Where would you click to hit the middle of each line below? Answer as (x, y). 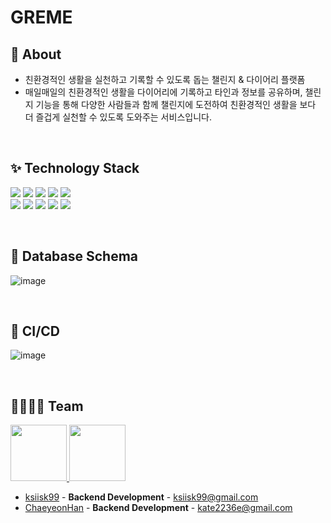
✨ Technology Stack (75, 168)
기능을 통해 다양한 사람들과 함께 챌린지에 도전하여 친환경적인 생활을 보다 (176, 104)
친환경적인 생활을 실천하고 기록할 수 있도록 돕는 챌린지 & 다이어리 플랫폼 (165, 79)
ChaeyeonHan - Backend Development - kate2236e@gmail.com (158, 508)
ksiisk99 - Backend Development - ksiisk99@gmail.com (141, 497)
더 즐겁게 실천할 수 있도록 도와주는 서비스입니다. (118, 117)
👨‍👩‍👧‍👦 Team (47, 406)
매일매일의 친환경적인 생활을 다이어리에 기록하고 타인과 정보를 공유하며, (163, 92)
